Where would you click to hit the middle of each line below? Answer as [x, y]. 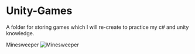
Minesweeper [23, 45]
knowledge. [20, 33]
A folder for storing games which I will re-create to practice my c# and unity [97, 27]
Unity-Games [39, 11]
